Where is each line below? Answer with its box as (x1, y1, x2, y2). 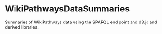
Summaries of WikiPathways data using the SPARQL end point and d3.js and (5, 19, 157, 25)
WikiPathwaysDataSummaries (5, 3, 130, 14)
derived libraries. (5, 24, 39, 30)
